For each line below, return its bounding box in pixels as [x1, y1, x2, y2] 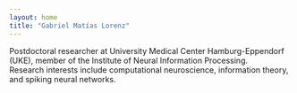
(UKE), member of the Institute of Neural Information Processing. [9, 55, 249, 66]
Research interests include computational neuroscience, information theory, [9, 64, 289, 75]
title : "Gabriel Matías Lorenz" [9, 21, 130, 30]
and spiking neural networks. [9, 74, 116, 84]
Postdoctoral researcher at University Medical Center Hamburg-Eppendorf [9, 45, 284, 56]
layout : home [9, 12, 58, 22]
